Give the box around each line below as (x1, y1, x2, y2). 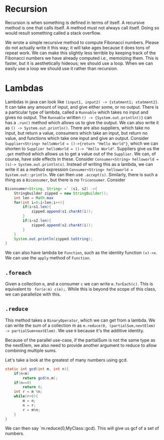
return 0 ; (23, 385, 43, 390)
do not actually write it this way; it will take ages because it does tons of (5, 45, 150, 50)
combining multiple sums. (5, 347, 57, 353)
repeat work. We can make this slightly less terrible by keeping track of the (5, 50, 156, 56)
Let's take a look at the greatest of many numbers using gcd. (5, 357, 128, 363)
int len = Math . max (14, 195, 54, 200)
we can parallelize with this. (5, 291, 61, 297)
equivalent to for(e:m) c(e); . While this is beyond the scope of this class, (5, 286, 157, 292)
